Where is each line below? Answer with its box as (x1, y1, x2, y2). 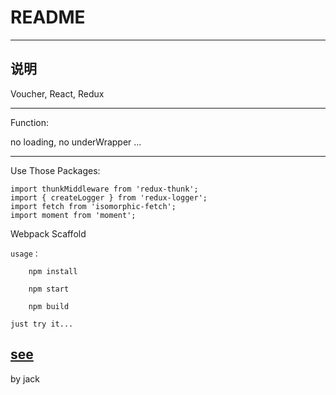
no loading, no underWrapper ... (10, 136, 142, 148)
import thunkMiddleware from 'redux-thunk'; (10, 184, 199, 194)
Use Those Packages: (10, 164, 101, 176)
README (10, 6, 86, 29)
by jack (10, 372, 41, 385)
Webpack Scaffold (10, 227, 87, 240)
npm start (28, 284, 70, 294)
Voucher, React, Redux (10, 87, 105, 100)
